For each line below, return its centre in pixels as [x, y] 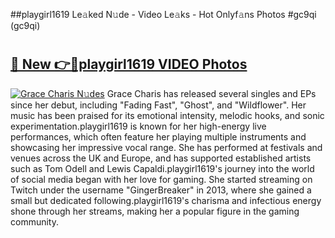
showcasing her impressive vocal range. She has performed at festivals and [166, 147]
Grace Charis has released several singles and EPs [211, 93]
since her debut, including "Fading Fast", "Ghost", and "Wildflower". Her [158, 105]
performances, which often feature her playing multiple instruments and [158, 136]
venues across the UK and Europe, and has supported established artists [161, 158]
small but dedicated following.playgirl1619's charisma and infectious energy [166, 200]
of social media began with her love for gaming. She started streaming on [161, 179]
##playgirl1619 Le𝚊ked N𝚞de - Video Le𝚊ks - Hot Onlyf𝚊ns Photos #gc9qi [163, 14]
